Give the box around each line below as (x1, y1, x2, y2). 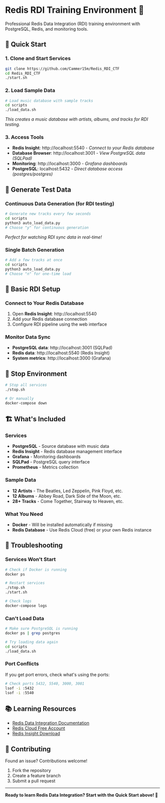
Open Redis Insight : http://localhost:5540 (12, 311, 97, 317)
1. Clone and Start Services (5, 55, 71, 62)
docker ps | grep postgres (5, 631, 60, 636)
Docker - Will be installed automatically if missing (12, 522, 113, 528)
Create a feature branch (12, 773, 61, 779)
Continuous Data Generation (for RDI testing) (5, 200, 114, 207)
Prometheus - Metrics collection (12, 464, 79, 470)
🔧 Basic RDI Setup (5, 285, 60, 293)
